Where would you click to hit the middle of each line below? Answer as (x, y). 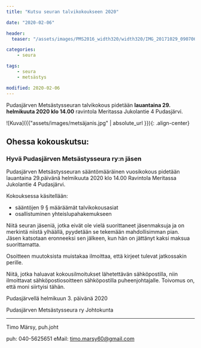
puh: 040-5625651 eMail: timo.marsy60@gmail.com (70, 339)
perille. (15, 262)
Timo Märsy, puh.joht (32, 327)
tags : (13, 66)
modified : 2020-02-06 (33, 88)
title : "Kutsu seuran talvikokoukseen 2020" (63, 12)
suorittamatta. (23, 245)
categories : (21, 50)
